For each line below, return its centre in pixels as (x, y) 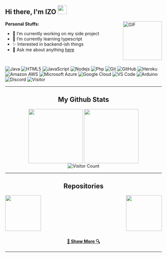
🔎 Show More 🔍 (83, 242)
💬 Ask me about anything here (43, 50)
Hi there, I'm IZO (31, 12)
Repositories (83, 186)
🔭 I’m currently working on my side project (56, 33)
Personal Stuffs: (22, 24)
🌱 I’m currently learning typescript (47, 39)
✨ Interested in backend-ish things (48, 44)
